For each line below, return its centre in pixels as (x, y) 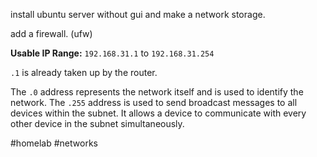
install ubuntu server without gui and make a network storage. (138, 14)
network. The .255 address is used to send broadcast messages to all (154, 102)
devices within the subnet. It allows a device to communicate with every (158, 113)
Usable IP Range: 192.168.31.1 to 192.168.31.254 (112, 53)
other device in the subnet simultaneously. (97, 123)
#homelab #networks (54, 143)
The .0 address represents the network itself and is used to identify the (157, 92)
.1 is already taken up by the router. (84, 72)
